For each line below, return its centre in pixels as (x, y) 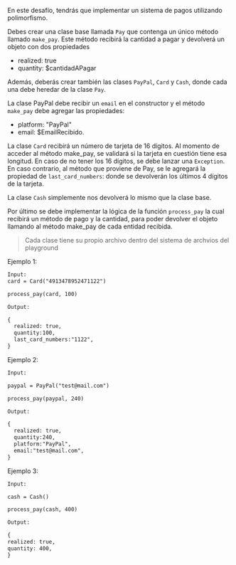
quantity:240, (34, 438)
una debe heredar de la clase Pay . (57, 89)
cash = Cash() (28, 497)
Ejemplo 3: (23, 471)
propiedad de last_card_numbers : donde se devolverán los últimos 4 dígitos (118, 176)
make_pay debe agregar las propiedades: (66, 111)
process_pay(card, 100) (43, 294)
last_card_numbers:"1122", (54, 340)
